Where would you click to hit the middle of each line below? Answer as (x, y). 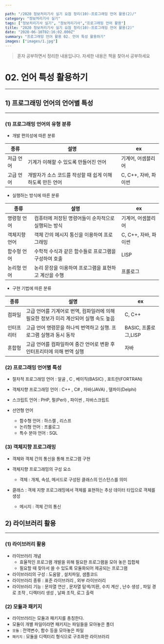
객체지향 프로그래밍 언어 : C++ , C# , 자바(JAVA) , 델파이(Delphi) (74, 389)
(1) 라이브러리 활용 (25, 544)
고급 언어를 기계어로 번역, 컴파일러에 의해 (71, 311)
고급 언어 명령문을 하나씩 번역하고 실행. (68, 328)
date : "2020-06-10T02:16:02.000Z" (40, 32)
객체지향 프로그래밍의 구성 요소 (41, 469)
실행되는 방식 (48, 225)
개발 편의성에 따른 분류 (34, 135)
